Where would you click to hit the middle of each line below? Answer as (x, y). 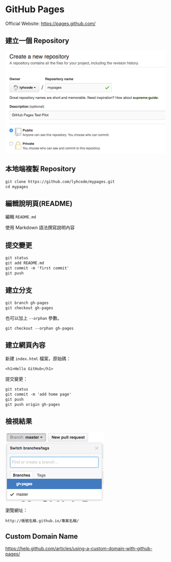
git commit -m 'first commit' (37, 268)
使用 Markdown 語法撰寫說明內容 (40, 227)
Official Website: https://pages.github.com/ (50, 23)
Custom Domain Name (41, 537)
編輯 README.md (21, 217)
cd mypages (17, 187)
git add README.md (25, 263)
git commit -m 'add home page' (38, 394)
